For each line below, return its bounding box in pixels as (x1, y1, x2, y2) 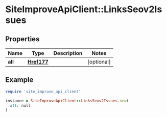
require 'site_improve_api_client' (5, 89, 81, 94)
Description (53, 50, 83, 56)
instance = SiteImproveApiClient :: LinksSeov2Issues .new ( (5, 98, 129, 103)
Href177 (27, 58, 49, 65)
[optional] (87, 58, 111, 65)
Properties (5, 35, 40, 43)
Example (5, 75, 34, 84)
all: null (10, 103, 31, 108)
